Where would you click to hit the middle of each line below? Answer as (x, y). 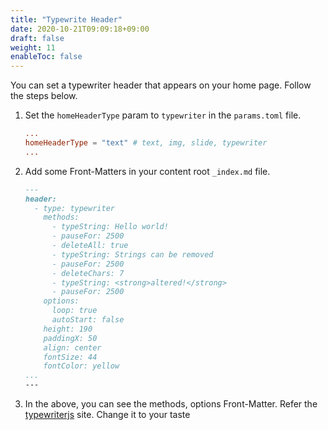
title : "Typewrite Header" (66, 19)
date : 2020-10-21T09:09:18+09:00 (80, 29)
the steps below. (44, 96)
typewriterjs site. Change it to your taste (107, 414)
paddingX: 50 (70, 338)
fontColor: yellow (81, 366)
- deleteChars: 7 (88, 273)
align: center (72, 347)
